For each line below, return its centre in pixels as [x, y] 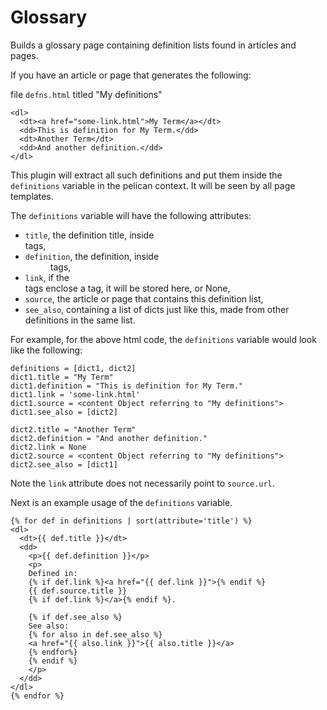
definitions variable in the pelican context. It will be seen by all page [153, 185]
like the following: [46, 350]
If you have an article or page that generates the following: [131, 75]
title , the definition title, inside [89, 235]
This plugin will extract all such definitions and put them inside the [146, 175]
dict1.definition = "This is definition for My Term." [127, 386]
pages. [24, 55]
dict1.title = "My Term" [62, 377]
